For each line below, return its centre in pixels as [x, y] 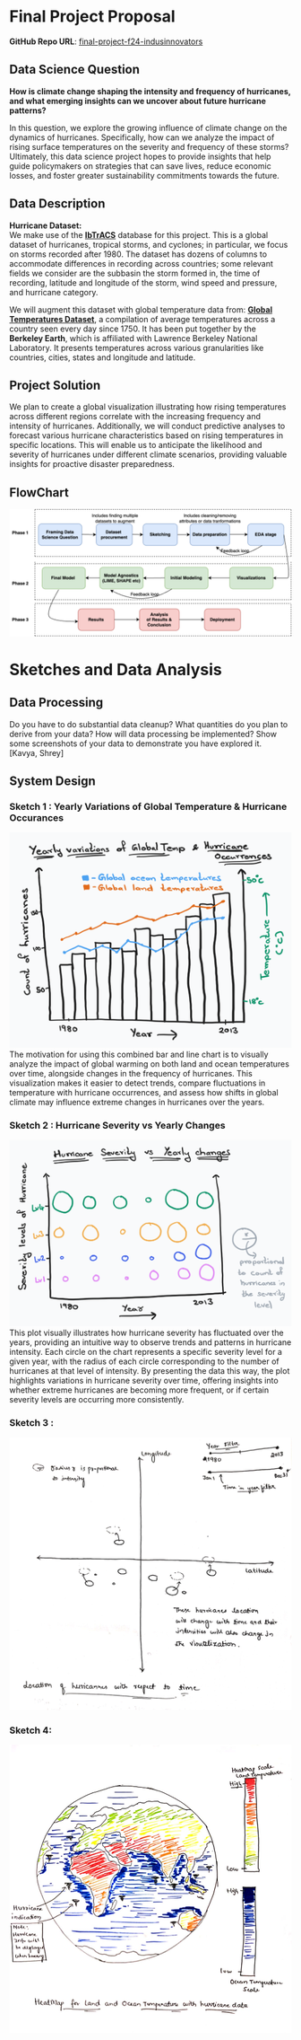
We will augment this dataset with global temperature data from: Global [141, 309]
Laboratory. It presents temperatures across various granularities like [137, 347]
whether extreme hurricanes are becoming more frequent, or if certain [139, 1390]
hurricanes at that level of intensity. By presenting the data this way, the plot [150, 1370]
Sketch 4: [30, 1730]
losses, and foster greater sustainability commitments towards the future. [144, 175]
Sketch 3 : [31, 1422]
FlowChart [39, 492]
